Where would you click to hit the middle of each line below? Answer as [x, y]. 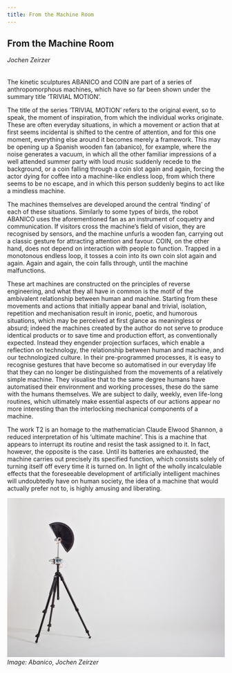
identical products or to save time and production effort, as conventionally [112, 335]
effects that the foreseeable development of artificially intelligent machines [114, 474]
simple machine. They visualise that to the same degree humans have [106, 380]
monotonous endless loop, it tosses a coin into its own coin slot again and [112, 256]
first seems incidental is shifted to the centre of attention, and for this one [112, 132]
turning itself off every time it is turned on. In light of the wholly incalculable [115, 466]
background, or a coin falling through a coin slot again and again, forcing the [116, 169]
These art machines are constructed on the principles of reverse [99, 284]
